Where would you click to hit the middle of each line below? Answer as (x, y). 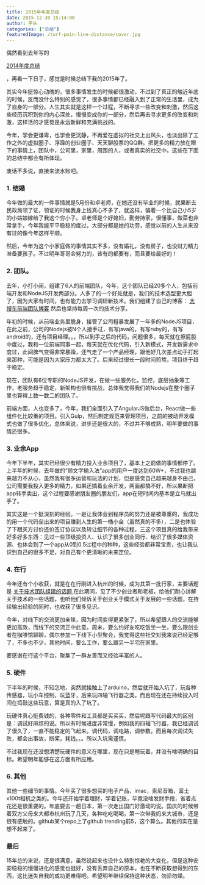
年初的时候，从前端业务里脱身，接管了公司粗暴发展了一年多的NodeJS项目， (102, 321)
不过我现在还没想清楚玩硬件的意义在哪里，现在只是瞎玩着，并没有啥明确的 (100, 751)
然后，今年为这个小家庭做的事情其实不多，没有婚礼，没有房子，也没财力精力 (103, 246)
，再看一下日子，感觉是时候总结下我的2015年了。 (69, 79)
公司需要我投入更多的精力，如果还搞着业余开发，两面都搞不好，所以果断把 (100, 486)
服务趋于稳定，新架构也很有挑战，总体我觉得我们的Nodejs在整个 (103, 387)
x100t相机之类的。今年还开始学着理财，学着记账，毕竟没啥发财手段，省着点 (101, 798)
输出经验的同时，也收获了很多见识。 (57, 607)
